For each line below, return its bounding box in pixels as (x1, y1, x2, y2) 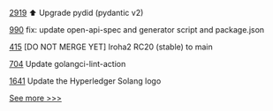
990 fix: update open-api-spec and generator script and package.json (9, 25, 265, 34)
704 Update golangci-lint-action (9, 59, 126, 69)
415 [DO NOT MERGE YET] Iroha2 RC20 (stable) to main (9, 41, 214, 52)
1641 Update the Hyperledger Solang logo (9, 76, 162, 86)
